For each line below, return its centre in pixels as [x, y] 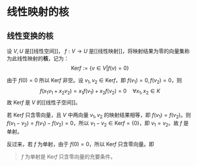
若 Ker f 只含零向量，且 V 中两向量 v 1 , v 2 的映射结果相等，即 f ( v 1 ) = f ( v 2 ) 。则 [99, 115]
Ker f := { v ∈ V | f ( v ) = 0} [100, 68]
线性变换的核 [30, 36]
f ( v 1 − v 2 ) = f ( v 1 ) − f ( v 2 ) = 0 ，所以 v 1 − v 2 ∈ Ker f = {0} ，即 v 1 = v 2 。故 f [94, 124]
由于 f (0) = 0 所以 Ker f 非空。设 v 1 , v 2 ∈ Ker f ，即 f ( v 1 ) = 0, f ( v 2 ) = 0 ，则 [94, 81]
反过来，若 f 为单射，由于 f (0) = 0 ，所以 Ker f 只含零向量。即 [80, 144]
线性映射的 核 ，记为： [43, 58]
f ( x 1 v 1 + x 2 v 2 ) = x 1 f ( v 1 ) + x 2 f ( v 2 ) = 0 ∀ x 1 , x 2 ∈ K [100, 91]
